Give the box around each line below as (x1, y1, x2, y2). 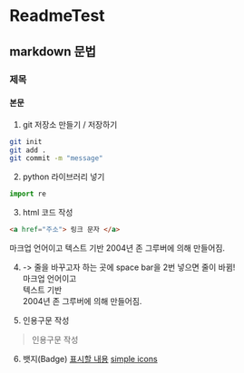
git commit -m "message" (9, 154, 103, 163)
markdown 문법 (9, 43, 97, 59)
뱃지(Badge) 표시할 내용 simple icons (22, 354, 158, 365)
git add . (9, 146, 47, 155)
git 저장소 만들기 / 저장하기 (22, 119, 118, 129)
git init (9, 137, 43, 146)
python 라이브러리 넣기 (22, 171, 105, 182)
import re (9, 189, 47, 199)
